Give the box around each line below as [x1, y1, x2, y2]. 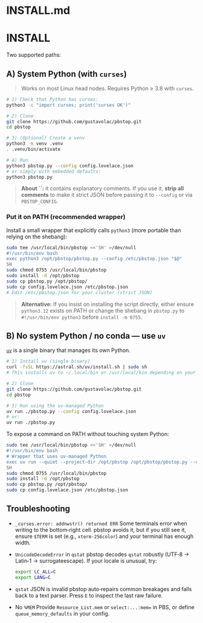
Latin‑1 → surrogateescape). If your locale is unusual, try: [14, 557, 157, 564]
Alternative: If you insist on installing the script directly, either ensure [21, 300, 195, 308]
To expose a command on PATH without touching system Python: [6, 430, 169, 438]
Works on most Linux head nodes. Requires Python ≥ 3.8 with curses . [21, 85, 195, 92]
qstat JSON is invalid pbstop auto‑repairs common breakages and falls [14, 585, 192, 592]
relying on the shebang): [6, 233, 68, 240]
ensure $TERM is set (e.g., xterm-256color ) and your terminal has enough [14, 532, 194, 540]
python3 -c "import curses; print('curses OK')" [6, 102, 131, 108]
